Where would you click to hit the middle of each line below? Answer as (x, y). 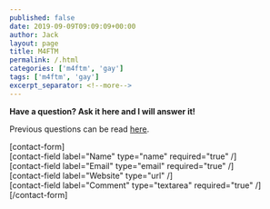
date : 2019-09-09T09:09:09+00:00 (73, 26)
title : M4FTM (34, 52)
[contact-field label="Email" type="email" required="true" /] (122, 165)
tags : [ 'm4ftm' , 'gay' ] (55, 77)
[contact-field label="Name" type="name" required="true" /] (123, 156)
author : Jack (34, 35)
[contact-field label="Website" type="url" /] (91, 175)
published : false (42, 18)
